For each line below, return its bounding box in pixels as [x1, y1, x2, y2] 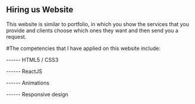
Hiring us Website [6, 5, 73, 15]
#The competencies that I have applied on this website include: [6, 45, 161, 52]
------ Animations [6, 79, 50, 86]
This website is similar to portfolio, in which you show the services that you [6, 20, 190, 27]
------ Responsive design [6, 90, 69, 97]
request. [6, 33, 27, 40]
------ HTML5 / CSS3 [6, 56, 59, 63]
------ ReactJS [6, 68, 43, 75]
